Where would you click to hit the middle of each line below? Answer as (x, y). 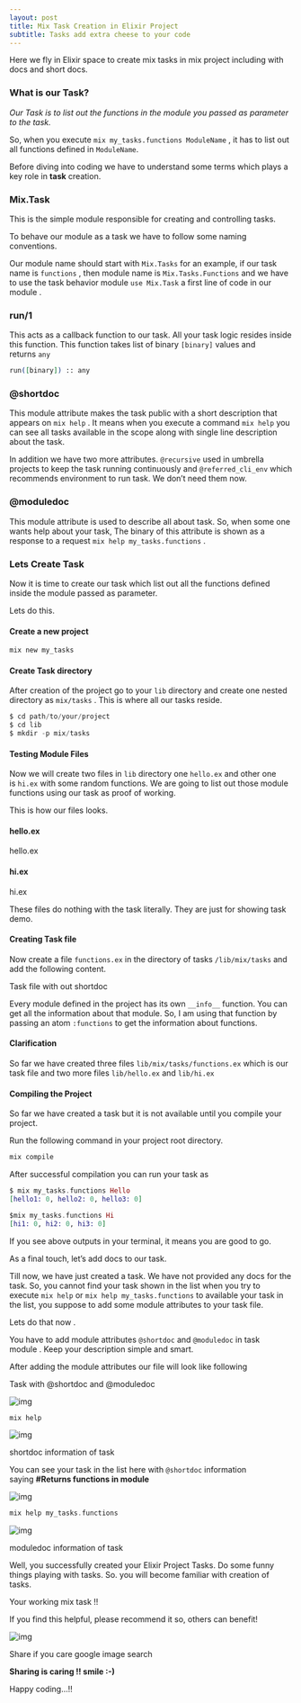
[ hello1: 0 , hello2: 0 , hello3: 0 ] (76, 1199)
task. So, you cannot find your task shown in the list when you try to (135, 1285)
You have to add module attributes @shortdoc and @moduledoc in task (135, 1339)
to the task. (30, 122)
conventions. (33, 246)
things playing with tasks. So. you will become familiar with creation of (139, 1575)
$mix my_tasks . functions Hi (62, 1215)
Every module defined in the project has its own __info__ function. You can (148, 1004)
